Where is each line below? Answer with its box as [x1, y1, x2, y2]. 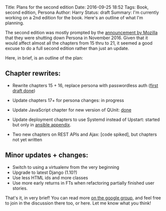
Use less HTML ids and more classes [12, 174, 88, 180]
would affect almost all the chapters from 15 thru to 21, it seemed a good [5, 40, 153, 46]
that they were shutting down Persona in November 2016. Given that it [5, 35, 148, 41]
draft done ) [12, 88, 36, 94]
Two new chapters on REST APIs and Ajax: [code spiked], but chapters [12, 131, 157, 137]
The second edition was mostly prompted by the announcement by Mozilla [5, 30, 158, 35]
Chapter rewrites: [5, 69, 61, 78]
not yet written [12, 136, 42, 143]
